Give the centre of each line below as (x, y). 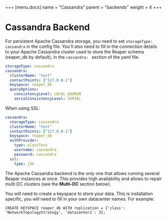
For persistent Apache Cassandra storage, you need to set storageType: (79, 41)
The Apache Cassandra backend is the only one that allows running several (83, 173)
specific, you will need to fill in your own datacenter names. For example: (80, 199)
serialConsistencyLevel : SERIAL (47, 99)
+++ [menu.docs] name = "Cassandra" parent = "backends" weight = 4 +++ (83, 7)
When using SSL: (23, 108)
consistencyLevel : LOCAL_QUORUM (47, 94)
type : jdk (24, 164)
